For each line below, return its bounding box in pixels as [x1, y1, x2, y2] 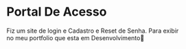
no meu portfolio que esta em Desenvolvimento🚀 [6, 33, 145, 42]
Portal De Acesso [6, 4, 107, 20]
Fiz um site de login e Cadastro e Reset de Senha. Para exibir [6, 27, 179, 35]
